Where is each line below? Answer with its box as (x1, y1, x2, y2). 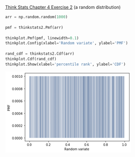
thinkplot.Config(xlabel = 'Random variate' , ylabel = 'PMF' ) (5, 41, 128, 46)
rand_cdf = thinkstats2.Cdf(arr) (5, 51, 75, 56)
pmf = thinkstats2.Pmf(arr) (5, 25, 64, 30)
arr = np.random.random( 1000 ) (5, 14, 68, 19)
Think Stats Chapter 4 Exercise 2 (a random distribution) (5, 4, 121, 10)
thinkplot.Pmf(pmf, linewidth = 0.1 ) (5, 35, 79, 40)
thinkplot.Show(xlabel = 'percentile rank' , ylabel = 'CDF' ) (5, 62, 126, 67)
